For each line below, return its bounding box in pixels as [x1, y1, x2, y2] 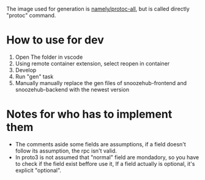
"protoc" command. [6, 12, 56, 19]
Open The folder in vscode [15, 53, 83, 61]
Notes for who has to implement [6, 107, 173, 121]
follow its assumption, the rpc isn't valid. [15, 147, 117, 154]
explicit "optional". [15, 167, 62, 174]
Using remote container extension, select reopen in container [15, 59, 170, 67]
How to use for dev [6, 33, 104, 47]
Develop [15, 66, 37, 73]
